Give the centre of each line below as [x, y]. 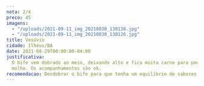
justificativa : [25, 57]
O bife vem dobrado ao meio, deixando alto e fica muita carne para [100, 62]
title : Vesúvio [25, 40]
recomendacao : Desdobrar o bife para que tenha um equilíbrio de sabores [102, 74]
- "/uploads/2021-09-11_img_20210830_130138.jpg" [76, 29]
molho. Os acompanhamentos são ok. [57, 68]
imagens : [17, 23]
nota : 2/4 [19, 12]
